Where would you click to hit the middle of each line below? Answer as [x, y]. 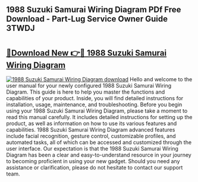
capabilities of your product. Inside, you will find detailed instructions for [95, 98]
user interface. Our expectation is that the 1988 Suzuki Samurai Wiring [92, 149]
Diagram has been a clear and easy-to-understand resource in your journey [99, 155]
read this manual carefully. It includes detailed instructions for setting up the [99, 117]
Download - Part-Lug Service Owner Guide [87, 19]
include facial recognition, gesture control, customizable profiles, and [91, 136]
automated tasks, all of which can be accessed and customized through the [99, 142]
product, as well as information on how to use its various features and [92, 123]
